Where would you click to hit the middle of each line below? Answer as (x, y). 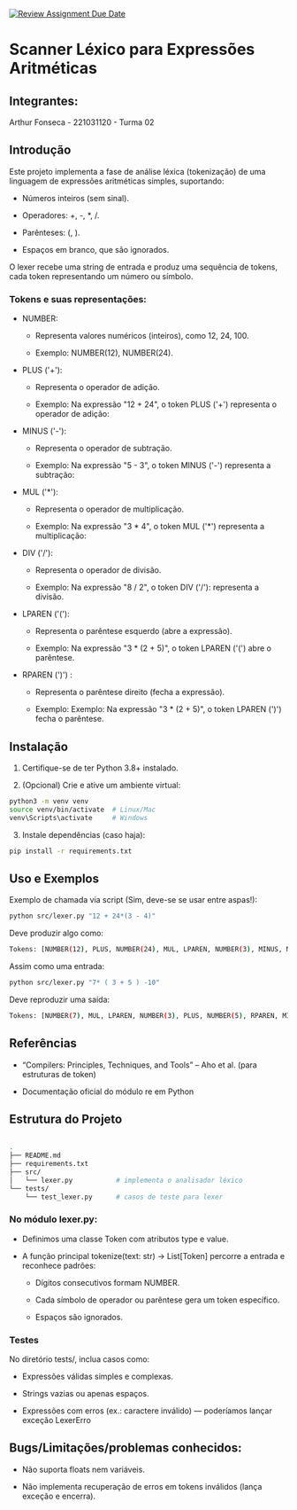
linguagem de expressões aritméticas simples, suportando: (117, 181)
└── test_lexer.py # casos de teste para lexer (124, 1197)
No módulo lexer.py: (53, 1219)
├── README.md (35, 1156)
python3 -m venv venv (49, 801)
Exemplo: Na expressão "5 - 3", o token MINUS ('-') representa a (153, 466)
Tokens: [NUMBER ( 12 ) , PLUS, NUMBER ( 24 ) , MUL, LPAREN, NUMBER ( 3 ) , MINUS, (146, 950)
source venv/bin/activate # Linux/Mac (83, 810)
